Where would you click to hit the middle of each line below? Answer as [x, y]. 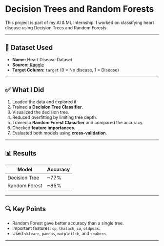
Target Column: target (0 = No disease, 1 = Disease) [66, 70]
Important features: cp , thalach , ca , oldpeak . [56, 228]
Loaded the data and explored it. [45, 102]
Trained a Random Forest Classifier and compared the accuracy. [78, 122]
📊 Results [21, 153]
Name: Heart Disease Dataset [42, 59]
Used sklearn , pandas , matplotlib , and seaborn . [60, 234]
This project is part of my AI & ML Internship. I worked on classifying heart [80, 22]
